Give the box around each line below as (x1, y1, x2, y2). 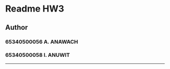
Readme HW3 (5, 3, 64, 15)
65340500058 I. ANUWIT (5, 51, 70, 58)
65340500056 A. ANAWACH (5, 38, 78, 45)
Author (5, 23, 28, 32)
